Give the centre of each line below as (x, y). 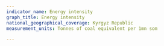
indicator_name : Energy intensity (50, 12)
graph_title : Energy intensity (46, 17)
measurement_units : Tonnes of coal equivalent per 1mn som (82, 28)
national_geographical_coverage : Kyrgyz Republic (70, 23)
